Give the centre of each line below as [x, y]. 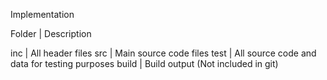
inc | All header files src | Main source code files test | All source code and [163, 53]
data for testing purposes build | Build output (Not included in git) [144, 63]
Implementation [42, 14]
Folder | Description [51, 33]
